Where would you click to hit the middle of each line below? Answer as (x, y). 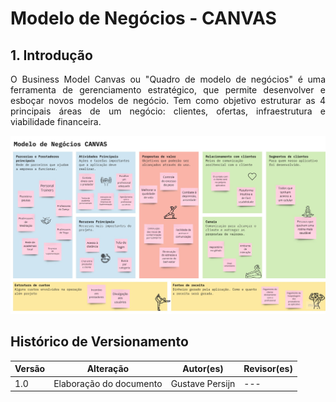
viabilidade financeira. (56, 121)
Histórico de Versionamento (99, 342)
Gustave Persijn (203, 383)
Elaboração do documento (108, 383)
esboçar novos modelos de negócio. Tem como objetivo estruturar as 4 (168, 100)
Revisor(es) (268, 369)
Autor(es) (203, 369)
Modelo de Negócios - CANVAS (143, 18)
